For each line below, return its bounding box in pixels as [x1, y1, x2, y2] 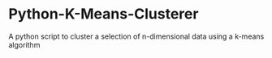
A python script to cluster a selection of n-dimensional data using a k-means [8, 31, 265, 41]
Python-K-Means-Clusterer [8, 5, 199, 23]
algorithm [8, 39, 41, 49]
